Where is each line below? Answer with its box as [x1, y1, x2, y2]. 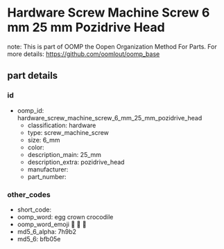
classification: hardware [27, 121, 96, 129]
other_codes [7, 190, 51, 199]
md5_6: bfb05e [17, 234, 61, 243]
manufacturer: [27, 165, 69, 174]
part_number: [27, 172, 67, 181]
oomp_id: [17, 106, 44, 115]
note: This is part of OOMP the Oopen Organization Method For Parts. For [7, 42, 217, 50]
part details [7, 70, 58, 82]
